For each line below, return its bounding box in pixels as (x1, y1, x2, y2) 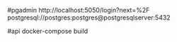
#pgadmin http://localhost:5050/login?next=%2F (7, 6, 150, 14)
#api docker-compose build (7, 27, 88, 35)
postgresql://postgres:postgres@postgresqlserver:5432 (7, 13, 171, 22)
